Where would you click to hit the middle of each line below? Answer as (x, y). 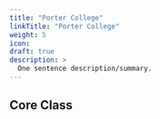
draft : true (32, 52)
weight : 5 (28, 35)
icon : (20, 43)
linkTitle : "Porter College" (65, 26)
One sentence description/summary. (85, 69)
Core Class (41, 105)
